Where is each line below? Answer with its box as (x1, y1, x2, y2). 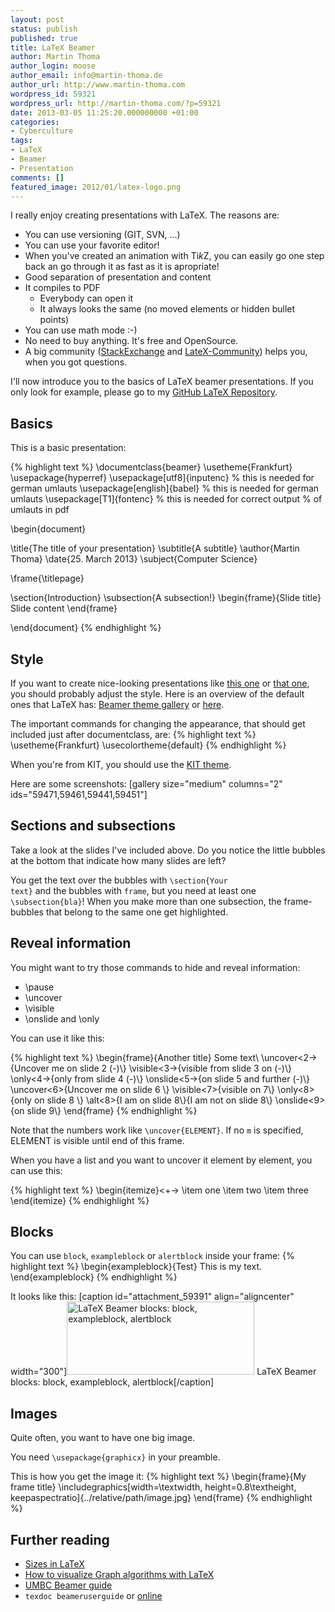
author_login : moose (10, 61, 97, 71)
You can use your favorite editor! (24, 239, 160, 251)
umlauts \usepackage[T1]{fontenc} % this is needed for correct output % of (10, 493, 323, 505)
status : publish (10, 24, 78, 34)
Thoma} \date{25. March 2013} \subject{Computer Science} (10, 553, 258, 565)
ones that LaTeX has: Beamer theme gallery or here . (10, 699, 225, 710)
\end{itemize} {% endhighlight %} (10, 1194, 150, 1206)
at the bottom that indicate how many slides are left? (10, 854, 227, 866)
